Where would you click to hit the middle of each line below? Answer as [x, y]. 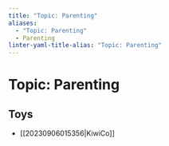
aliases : [23, 23]
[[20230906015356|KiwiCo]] [67, 133]
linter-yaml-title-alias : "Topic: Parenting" [85, 45]
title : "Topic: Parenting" [53, 16]
